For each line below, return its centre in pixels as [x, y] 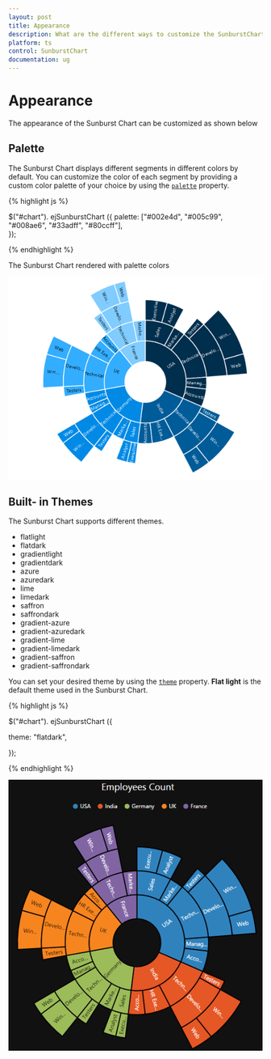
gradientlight [41, 554]
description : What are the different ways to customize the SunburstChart [137, 34]
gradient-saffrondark [55, 666]
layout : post [30, 17]
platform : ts [30, 43]
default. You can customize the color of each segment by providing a [123, 176]
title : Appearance [39, 25]
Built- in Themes [51, 502]
